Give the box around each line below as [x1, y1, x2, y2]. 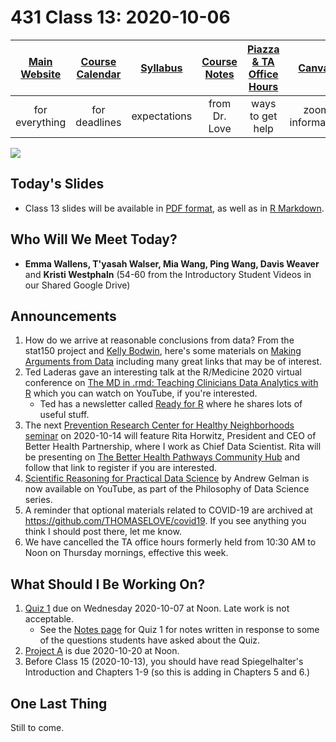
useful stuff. [39, 409, 90, 421]
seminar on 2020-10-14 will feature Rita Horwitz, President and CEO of [24, 430, 317, 442]
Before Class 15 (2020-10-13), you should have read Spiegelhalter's [24, 656, 304, 668]
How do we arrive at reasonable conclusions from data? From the [24, 334, 295, 346]
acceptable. [24, 613, 75, 625]
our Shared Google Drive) [24, 279, 131, 291]
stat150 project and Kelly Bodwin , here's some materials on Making [24, 345, 302, 357]
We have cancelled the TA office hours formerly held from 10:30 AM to [24, 536, 317, 548]
